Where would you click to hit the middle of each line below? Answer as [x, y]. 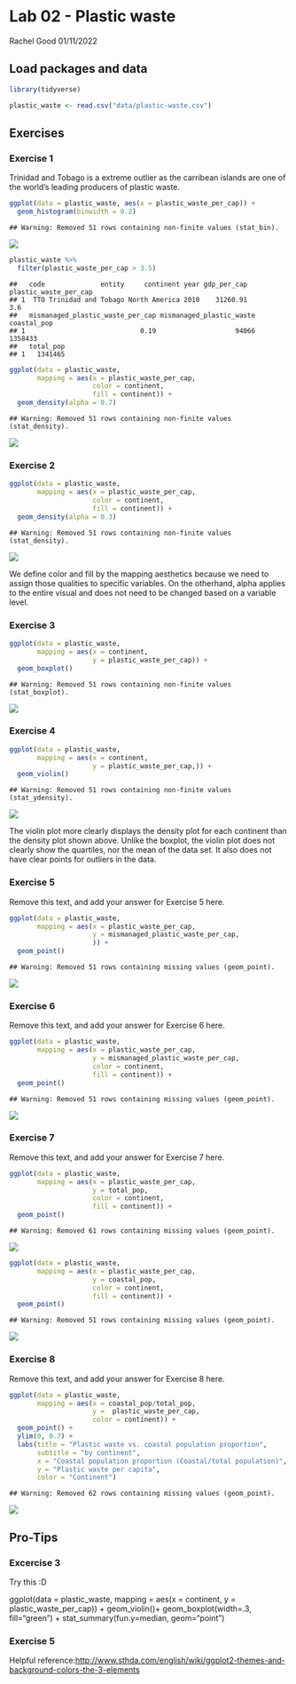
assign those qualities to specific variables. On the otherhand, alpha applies [148, 583]
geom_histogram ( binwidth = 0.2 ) [77, 212]
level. [19, 602]
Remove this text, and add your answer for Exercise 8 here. [117, 1378]
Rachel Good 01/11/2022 [53, 41]
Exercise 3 [32, 625]
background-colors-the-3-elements [74, 1670]
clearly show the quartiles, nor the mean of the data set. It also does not [140, 850]
